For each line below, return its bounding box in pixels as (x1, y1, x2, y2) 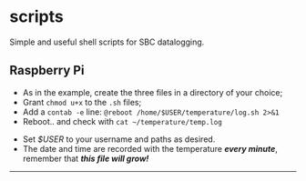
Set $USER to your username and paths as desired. (22, 134, 216, 145)
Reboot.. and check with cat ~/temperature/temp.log (22, 116, 223, 126)
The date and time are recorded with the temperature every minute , (22, 143, 278, 154)
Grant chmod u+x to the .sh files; (22, 96, 142, 107)
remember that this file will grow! (22, 153, 149, 164)
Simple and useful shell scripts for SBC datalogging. (9, 36, 205, 47)
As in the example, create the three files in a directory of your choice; (22, 86, 283, 97)
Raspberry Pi (9, 63, 85, 78)
